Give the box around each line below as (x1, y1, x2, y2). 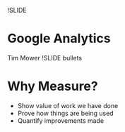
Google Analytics (7, 31, 111, 46)
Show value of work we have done (17, 101, 119, 110)
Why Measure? (7, 79, 98, 94)
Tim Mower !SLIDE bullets (7, 53, 83, 62)
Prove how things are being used (17, 109, 114, 117)
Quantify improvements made (17, 116, 105, 125)
